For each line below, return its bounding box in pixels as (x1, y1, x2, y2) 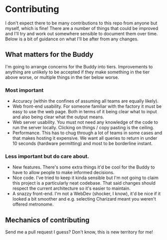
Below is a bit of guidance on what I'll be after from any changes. (5, 36, 139, 42)
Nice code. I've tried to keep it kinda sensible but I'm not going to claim (12, 175, 159, 181)
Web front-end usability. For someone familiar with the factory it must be (12, 103, 162, 109)
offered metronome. (12, 201, 54, 208)
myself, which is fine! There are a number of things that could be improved (5, 25, 159, 31)
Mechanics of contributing (5, 216, 90, 224)
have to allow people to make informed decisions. (12, 170, 115, 176)
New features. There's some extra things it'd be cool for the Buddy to (12, 164, 155, 170)
